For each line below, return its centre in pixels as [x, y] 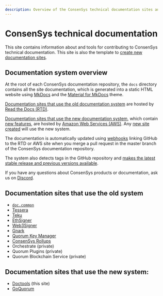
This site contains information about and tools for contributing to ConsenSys [81, 47]
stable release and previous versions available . [52, 163]
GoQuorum [23, 289]
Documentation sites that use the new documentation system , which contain [81, 119]
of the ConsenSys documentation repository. [50, 149]
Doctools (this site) [31, 283]
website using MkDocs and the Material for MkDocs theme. [64, 95]
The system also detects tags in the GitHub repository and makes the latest [80, 158]
